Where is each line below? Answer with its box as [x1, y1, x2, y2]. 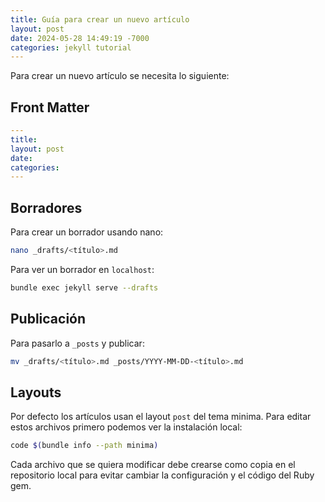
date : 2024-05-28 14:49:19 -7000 [10, 33, 150, 43]
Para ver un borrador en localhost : [10, 264, 155, 275]
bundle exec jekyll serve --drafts [10, 283, 159, 293]
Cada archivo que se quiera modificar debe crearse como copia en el [10, 459, 296, 471]
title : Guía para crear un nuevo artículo [10, 14, 190, 25]
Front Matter [10, 99, 90, 116]
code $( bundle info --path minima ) [10, 441, 159, 451]
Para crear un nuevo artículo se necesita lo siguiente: [10, 70, 230, 82]
